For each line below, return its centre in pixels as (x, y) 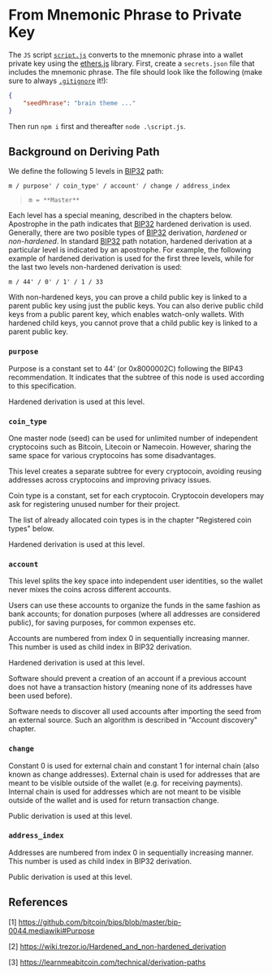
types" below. (32, 528)
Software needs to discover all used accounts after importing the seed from (135, 712)
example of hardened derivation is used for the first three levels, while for (131, 258)
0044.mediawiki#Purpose (52, 930)
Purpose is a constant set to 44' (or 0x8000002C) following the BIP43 (126, 368)
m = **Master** (54, 201)
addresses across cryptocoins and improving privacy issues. (110, 479)
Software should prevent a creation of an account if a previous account (127, 678)
